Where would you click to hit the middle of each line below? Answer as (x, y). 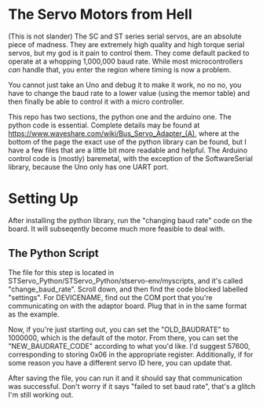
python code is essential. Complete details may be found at (104, 125)
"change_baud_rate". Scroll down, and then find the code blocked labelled (128, 289)
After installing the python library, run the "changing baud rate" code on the (130, 220)
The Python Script (54, 253)
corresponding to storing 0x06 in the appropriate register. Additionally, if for (131, 354)
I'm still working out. (41, 394)
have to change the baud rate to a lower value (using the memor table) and (129, 93)
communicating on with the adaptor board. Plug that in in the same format (128, 306)
